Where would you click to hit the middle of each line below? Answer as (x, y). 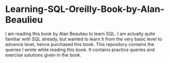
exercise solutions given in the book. (44, 55)
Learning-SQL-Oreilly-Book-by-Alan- (85, 9)
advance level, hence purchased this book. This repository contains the (80, 44)
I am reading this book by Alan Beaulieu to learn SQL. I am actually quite (80, 33)
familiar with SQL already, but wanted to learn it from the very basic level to (84, 39)
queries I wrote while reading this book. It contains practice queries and (80, 49)
